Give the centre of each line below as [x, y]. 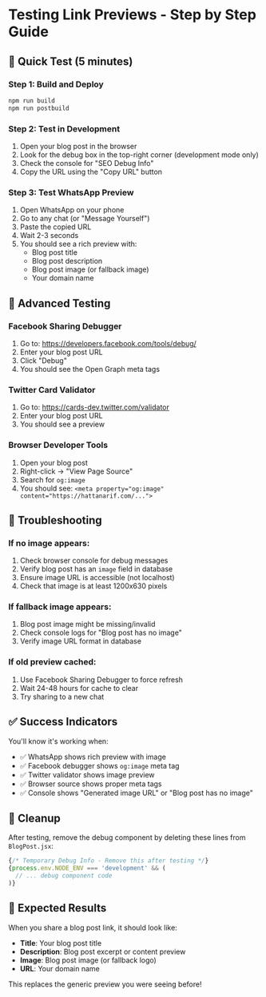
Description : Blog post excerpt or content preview [103, 951]
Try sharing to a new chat [62, 696]
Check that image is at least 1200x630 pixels [93, 586]
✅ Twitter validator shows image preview [87, 774]
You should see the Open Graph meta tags [90, 369]
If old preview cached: [52, 662]
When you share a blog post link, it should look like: [93, 927]
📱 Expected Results [58, 908]
